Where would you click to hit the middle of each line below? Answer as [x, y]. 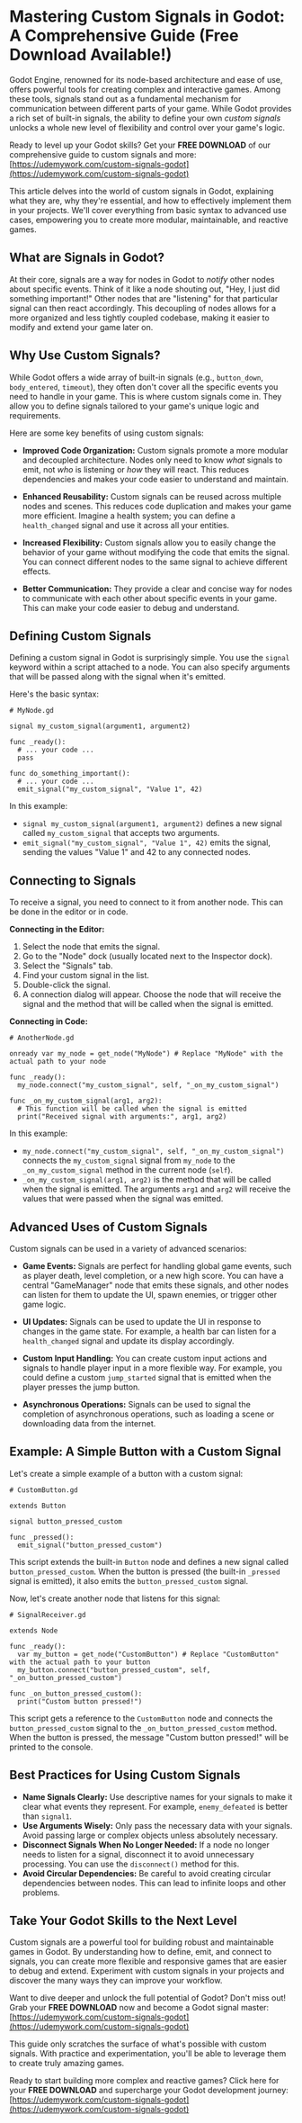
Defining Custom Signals [80, 636]
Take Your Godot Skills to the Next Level [123, 1921]
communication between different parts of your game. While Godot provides [151, 108]
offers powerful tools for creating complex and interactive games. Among [145, 89]
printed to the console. [51, 1747]
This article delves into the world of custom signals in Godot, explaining [142, 191]
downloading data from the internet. [89, 1423]
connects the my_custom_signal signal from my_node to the [129, 1160]
